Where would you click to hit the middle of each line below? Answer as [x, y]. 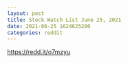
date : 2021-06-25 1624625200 [49, 26]
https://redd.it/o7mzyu [39, 52]
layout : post [26, 13]
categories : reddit [35, 33]
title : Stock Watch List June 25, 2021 [64, 20]
